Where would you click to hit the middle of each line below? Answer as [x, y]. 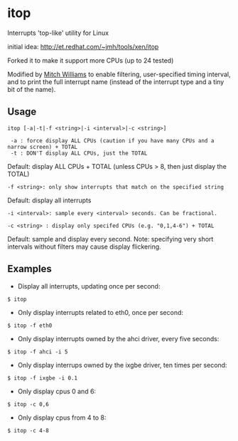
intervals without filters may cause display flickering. [84, 247]
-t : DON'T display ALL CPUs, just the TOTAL [79, 153]
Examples [29, 269]
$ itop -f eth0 [30, 326]
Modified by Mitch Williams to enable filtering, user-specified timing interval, [119, 74]
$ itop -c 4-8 [28, 430]
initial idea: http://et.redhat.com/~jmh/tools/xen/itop [83, 46]
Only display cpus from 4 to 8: [62, 417]
